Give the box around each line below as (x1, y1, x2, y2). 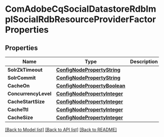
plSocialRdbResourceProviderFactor (5, 14, 156, 25)
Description (130, 58, 158, 65)
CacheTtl (7, 106, 29, 113)
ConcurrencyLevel (7, 91, 52, 97)
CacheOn (7, 82, 30, 89)
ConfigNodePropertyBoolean (56, 82, 125, 89)
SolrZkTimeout (7, 67, 43, 73)
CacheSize (7, 114, 33, 121)
